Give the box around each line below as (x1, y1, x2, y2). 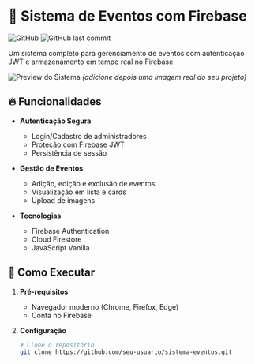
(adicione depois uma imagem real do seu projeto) (81, 72, 247, 81)
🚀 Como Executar (8, 266, 96, 280)
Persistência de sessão (31, 148, 107, 157)
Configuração (19, 325, 67, 335)
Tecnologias (19, 211, 62, 220)
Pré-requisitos (19, 287, 69, 296)
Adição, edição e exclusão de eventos (31, 178, 156, 188)
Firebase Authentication (31, 226, 110, 235)
